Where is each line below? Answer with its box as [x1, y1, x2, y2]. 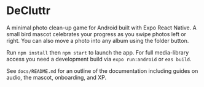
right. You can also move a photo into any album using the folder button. [6, 37, 189, 44]
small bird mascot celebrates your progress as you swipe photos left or [6, 30, 186, 37]
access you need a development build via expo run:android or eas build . [6, 55, 192, 62]
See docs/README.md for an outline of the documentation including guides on [6, 67, 198, 74]
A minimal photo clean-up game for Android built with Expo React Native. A [6, 24, 197, 31]
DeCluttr [6, 4, 51, 18]
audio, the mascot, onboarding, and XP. [6, 74, 107, 81]
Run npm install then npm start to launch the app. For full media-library [6, 48, 189, 56]
